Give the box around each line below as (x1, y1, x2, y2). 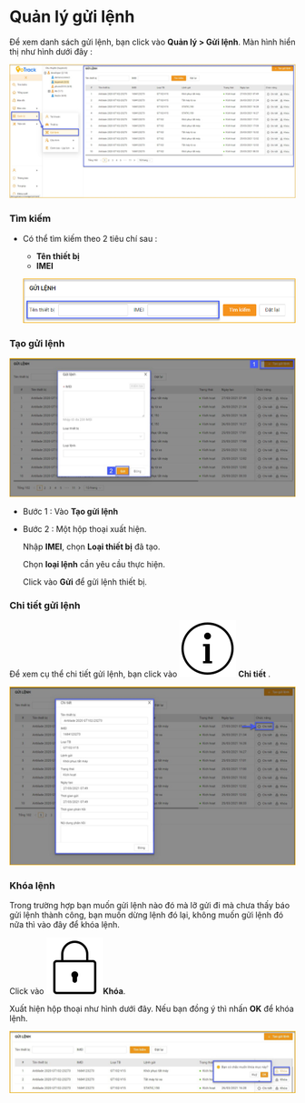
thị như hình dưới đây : (9, 45, 93, 56)
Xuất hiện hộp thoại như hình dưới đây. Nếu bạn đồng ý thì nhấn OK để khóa (9, 1003, 295, 1015)
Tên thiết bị (35, 250, 80, 261)
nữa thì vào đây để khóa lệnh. (9, 919, 121, 930)
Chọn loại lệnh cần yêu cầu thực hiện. (22, 558, 166, 569)
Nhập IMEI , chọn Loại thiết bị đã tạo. (22, 541, 161, 552)
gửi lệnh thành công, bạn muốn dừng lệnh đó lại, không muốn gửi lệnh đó (9, 909, 284, 920)
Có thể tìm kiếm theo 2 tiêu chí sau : (22, 233, 158, 244)
